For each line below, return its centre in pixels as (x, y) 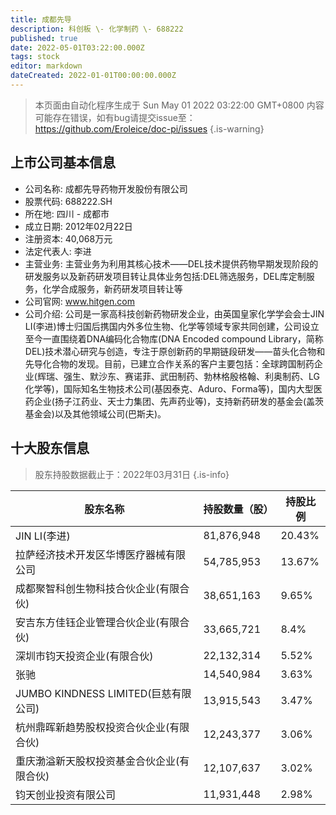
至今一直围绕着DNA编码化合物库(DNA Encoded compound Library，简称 (174, 338)
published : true (44, 38)
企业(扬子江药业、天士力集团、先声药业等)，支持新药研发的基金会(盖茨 (179, 401)
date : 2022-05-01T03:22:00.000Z (77, 47)
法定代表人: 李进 (58, 251)
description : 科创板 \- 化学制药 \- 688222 (97, 29)
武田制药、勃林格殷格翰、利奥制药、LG (239, 376)
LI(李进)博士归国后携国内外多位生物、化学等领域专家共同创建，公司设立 (172, 326)
